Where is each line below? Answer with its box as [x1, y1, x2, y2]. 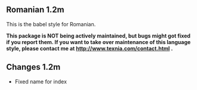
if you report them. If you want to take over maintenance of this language [6, 38, 191, 45]
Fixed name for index [14, 77, 67, 85]
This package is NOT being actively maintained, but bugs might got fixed [6, 32, 191, 39]
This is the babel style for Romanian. [6, 20, 96, 27]
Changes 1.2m [6, 62, 61, 72]
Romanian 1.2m [6, 5, 64, 15]
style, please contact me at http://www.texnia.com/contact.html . [6, 45, 173, 52]
